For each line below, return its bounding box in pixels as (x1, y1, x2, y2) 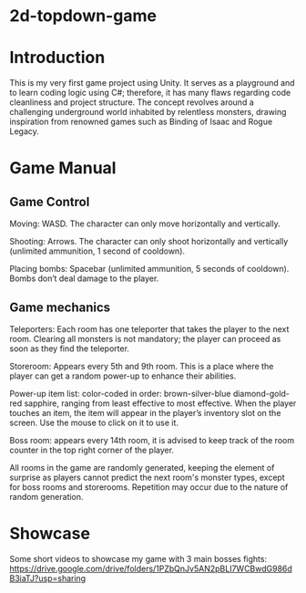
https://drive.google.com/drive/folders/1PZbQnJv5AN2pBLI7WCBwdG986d (9, 563, 293, 574)
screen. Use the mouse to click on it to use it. (9, 417, 179, 428)
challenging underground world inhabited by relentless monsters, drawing (9, 107, 287, 118)
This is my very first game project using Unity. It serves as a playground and (9, 78, 295, 88)
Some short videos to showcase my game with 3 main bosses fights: (9, 553, 267, 564)
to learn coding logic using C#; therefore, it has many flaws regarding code (9, 88, 291, 99)
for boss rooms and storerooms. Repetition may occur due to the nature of (9, 481, 289, 493)
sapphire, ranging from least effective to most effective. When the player (24, 398, 297, 409)
